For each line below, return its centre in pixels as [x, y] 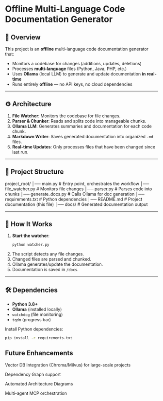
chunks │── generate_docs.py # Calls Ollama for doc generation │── [75, 194]
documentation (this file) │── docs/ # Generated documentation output [76, 204]
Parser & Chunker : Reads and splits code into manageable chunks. [79, 121]
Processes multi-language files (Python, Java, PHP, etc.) [69, 69]
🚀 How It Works [29, 224]
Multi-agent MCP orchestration [36, 393]
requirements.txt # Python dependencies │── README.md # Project [74, 199]
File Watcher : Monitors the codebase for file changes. [66, 116]
